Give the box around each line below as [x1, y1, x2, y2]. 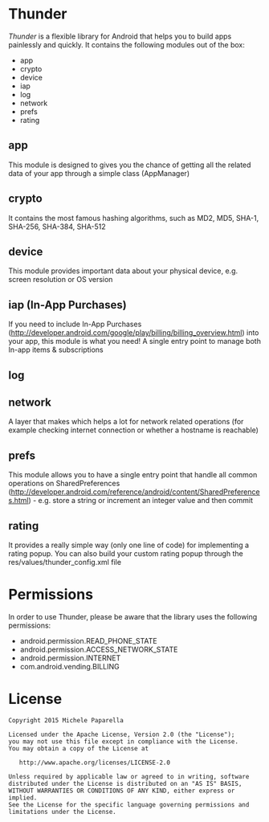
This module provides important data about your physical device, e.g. [8, 266, 238, 276]
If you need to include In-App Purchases [8, 319, 142, 329]
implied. [8, 793, 38, 802]
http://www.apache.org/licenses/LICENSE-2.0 [18, 759, 171, 767]
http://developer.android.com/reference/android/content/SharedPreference [10, 487, 260, 497]
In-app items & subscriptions [8, 345, 104, 354]
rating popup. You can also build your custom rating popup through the [8, 549, 243, 558]
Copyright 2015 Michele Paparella [8, 716, 124, 724]
